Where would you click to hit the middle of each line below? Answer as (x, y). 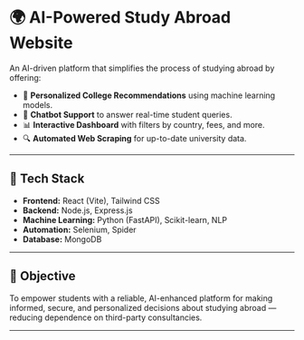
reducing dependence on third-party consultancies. (106, 317)
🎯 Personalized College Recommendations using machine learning (149, 95)
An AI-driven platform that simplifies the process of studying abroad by (142, 68)
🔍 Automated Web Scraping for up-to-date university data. (134, 138)
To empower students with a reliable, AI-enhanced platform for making (141, 298)
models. (38, 104)
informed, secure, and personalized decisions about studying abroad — (143, 307)
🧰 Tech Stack (47, 179)
